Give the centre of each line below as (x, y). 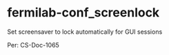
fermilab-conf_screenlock (83, 13)
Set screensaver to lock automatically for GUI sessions (85, 32)
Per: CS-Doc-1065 (33, 45)
